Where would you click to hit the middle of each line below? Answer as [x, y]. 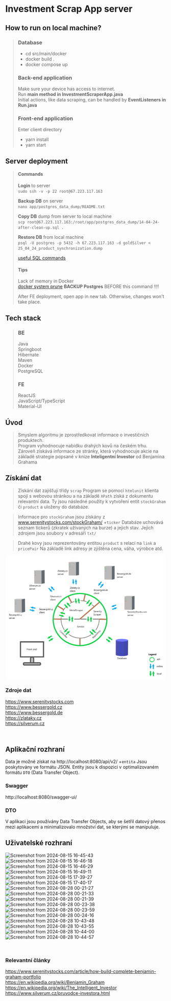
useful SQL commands [42, 258]
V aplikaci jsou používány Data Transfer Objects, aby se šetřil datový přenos [86, 821]
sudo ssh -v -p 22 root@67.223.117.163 [60, 192]
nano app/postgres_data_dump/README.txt [61, 207]
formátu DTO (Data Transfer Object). [43, 772]
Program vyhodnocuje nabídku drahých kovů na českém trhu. [83, 446]
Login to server [34, 186]
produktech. [31, 440]
